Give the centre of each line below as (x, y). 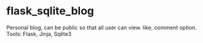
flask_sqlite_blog (50, 11)
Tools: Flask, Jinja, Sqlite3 (39, 33)
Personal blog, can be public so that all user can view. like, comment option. (101, 27)
